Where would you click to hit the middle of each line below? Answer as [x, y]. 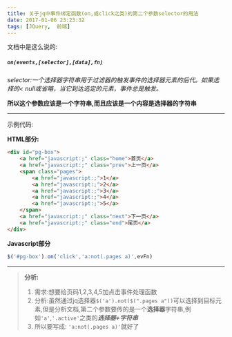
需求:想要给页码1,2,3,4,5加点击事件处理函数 [96, 291]
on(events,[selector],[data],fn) [55, 62]
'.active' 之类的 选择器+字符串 [95, 318]
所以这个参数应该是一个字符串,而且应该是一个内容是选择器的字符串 [102, 104]
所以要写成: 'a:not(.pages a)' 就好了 [87, 326]
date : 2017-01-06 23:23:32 [46, 20]
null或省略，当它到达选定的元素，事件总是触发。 [94, 89]
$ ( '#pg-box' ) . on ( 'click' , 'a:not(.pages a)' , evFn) [80, 256]
